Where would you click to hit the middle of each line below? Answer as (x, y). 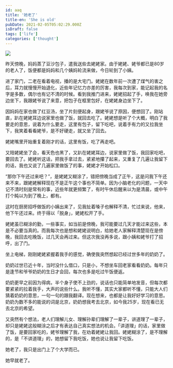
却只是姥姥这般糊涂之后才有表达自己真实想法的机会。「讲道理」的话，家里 (83, 325)
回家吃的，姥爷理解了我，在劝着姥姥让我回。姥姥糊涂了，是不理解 (98, 332)
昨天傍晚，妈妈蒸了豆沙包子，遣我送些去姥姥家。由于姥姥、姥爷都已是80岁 (85, 64)
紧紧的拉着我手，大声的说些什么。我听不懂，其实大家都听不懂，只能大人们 (89, 289)
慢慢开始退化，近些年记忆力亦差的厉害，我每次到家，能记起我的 (95, 87)
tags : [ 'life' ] (22, 34)
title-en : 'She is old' (31, 20)
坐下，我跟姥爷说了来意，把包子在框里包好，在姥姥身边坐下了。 (77, 100)
